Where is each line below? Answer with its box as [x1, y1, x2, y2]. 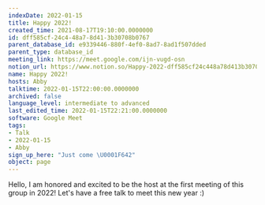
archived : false [8, 92, 62, 100]
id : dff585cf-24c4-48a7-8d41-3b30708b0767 [8, 33, 150, 42]
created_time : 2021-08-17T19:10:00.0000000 [8, 26, 154, 34]
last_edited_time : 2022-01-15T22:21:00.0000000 [8, 107, 168, 115]
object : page [8, 158, 51, 166]
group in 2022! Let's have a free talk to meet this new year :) [8, 188, 205, 198]
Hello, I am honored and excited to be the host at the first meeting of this [8, 180, 244, 189]
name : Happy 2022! [8, 70, 69, 78]
